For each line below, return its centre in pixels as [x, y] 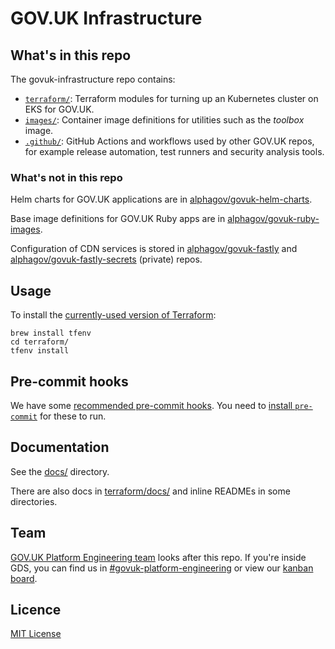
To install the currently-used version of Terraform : [113, 315]
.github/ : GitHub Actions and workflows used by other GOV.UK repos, [169, 141]
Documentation [60, 447]
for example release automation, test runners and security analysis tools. [174, 151]
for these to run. [73, 416]
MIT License [36, 634]
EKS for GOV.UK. [59, 109]
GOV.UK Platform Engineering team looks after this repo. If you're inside [158, 557]
